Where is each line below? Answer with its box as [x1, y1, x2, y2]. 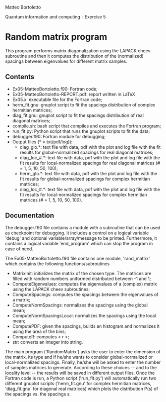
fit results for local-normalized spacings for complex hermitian [19, 192, 147, 198]
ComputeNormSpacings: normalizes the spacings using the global [12, 302, 148, 308]
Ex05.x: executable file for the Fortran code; [12, 97, 103, 102]
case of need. [5, 246, 34, 252]
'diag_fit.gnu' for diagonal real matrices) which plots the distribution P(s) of [5, 386, 159, 392]
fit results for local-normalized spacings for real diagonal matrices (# [19, 160, 160, 166]
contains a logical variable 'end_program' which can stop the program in [5, 240, 153, 246]
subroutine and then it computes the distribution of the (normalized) [5, 53, 144, 59]
